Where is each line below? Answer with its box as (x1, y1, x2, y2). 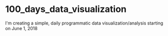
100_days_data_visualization (5, 3, 127, 15)
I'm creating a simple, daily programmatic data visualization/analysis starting (5, 20, 163, 26)
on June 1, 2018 (5, 25, 38, 31)
